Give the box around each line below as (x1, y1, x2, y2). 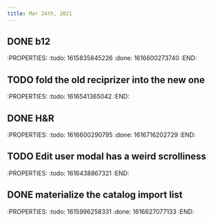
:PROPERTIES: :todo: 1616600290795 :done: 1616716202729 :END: (7, 131, 196, 139)
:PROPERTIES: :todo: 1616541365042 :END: (7, 93, 130, 101)
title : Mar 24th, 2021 (7, 10, 72, 17)
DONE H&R (7, 112, 54, 124)
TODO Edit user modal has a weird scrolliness (7, 151, 207, 162)
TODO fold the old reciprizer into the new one (7, 74, 205, 86)
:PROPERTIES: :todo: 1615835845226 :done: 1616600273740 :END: (7, 54, 198, 62)
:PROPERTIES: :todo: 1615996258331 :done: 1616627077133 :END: (7, 207, 194, 215)
